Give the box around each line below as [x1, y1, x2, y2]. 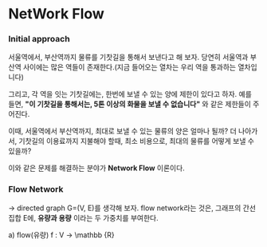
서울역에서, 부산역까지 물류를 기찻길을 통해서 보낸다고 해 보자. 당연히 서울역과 [8, 53, 249, 62]
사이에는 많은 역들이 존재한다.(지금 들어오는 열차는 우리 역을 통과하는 [22, 62, 237, 72]
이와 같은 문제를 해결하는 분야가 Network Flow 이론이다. [8, 163, 185, 173]
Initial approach [8, 34, 70, 45]
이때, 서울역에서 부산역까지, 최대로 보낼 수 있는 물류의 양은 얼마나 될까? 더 [8, 126, 237, 136]
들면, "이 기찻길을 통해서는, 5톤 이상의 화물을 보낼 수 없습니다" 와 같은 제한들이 [8, 99, 251, 109]
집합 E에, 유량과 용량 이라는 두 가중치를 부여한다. [8, 213, 159, 222]
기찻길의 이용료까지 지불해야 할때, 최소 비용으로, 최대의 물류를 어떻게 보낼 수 [18, 137, 255, 146]
